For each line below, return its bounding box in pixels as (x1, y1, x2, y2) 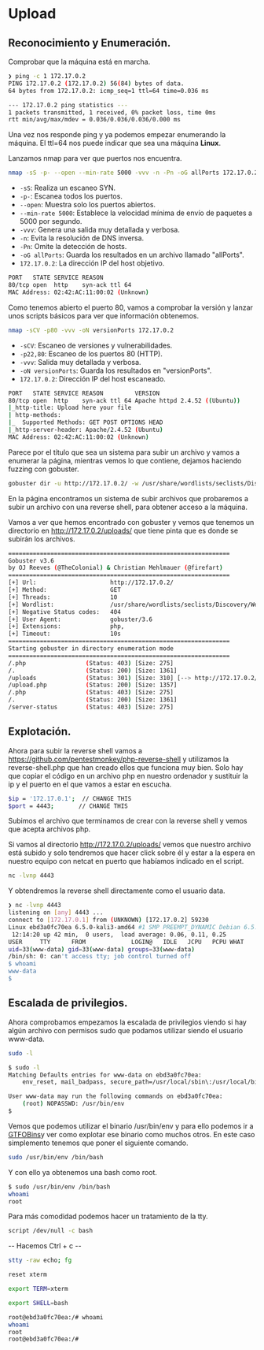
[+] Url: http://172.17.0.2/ (8, 578, 174, 587)
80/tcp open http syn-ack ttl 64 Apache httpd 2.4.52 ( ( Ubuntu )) (8, 396, 241, 404)
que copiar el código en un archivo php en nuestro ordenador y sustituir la (8, 771, 249, 780)
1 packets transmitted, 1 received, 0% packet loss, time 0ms (8, 108, 216, 117)
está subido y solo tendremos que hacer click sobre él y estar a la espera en (8, 848, 255, 857)
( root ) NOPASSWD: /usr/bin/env (22, 1100, 125, 1108)
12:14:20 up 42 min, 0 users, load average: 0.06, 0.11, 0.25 (11, 931, 226, 939)
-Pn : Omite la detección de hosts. (19, 242, 127, 251)
